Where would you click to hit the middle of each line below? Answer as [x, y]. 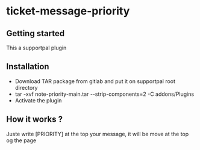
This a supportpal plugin [36, 48]
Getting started [36, 33]
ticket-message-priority [68, 11]
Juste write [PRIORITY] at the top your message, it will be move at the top [98, 134]
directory [26, 87]
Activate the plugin [38, 100]
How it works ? [35, 120]
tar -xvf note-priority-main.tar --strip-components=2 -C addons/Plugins [105, 94]
